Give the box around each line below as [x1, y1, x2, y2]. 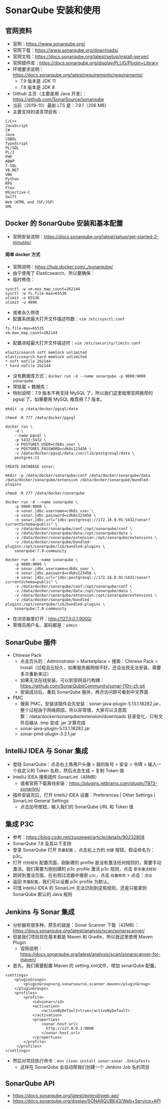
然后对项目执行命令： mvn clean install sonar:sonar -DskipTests [12, 1058, 150, 1064]
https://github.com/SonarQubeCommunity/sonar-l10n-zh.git [20, 683, 145, 689]
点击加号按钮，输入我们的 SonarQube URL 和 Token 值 [20, 804, 134, 810]
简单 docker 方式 [5, 252, 40, 258]
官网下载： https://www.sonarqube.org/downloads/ [12, 47, 119, 53]
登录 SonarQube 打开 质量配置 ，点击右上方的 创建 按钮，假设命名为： [12, 847, 155, 853]
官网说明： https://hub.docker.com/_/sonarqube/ [12, 264, 113, 270]
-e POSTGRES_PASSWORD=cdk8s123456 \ [14, 446, 92, 452]
